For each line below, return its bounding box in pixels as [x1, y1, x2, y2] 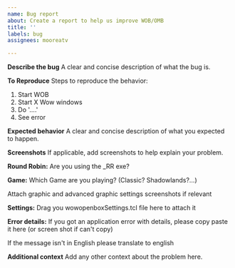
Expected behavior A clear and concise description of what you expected [7, 127, 225, 135]
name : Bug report [7, 10, 59, 18]
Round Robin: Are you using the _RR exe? [7, 162, 130, 171]
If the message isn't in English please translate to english [7, 239, 174, 247]
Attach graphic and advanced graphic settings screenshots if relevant [7, 190, 212, 198]
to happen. [7, 135, 39, 143]
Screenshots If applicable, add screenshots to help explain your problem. [7, 148, 224, 157]
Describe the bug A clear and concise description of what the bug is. [7, 63, 211, 71]
